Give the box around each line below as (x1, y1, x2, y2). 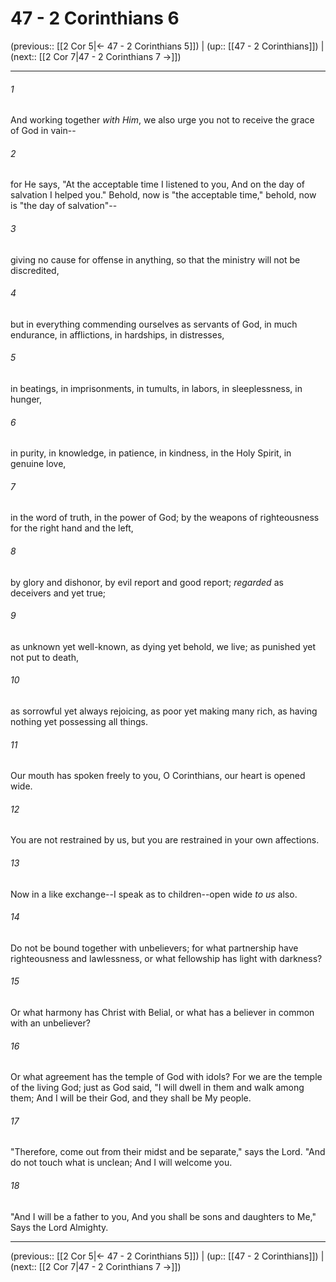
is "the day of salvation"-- (10, 200, 118, 212)
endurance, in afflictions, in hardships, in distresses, (10, 328, 225, 341)
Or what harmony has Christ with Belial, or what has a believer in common (10, 1006, 315, 1018)
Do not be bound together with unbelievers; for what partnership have (10, 942, 299, 954)
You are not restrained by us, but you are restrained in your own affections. (10, 834, 320, 846)
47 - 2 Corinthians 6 (10, 7, 180, 30)
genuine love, (10, 458, 67, 470)
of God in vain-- (10, 125, 77, 137)
